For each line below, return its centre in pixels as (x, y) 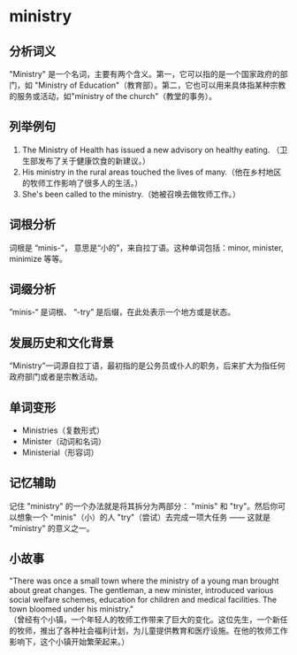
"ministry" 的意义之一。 (52, 528)
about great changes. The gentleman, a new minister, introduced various (141, 589)
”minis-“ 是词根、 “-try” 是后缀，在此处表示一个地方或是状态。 (122, 312)
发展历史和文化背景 (61, 343)
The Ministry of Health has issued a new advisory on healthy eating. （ (151, 150)
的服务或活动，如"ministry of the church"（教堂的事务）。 (113, 96)
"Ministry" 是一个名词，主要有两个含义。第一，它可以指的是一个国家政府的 (145, 74)
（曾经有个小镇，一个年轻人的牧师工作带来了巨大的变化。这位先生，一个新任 (148, 619)
